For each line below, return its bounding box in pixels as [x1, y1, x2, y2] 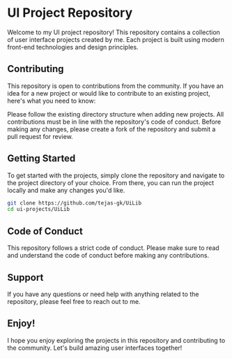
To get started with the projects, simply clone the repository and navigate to [7, 171, 225, 179]
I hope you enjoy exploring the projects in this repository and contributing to [7, 336, 226, 344]
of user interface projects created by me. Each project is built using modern [7, 35, 225, 43]
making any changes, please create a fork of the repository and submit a [7, 124, 216, 133]
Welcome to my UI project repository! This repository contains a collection [7, 28, 221, 36]
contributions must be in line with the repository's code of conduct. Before [7, 117, 222, 126]
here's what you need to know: [7, 96, 96, 105]
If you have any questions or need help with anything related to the [7, 290, 199, 298]
